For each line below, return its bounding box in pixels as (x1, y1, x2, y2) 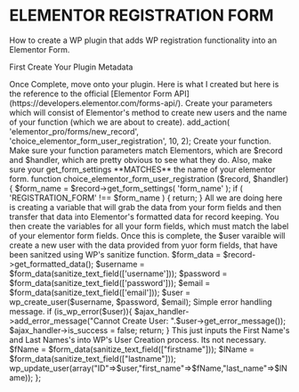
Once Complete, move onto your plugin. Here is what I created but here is (9, 78, 279, 89)
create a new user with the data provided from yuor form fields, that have (9, 240, 279, 250)
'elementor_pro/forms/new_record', (9, 126, 140, 136)
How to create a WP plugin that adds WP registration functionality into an (9, 35, 278, 45)
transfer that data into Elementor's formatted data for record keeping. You (9, 211, 279, 222)
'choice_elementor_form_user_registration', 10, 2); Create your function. (9, 135, 271, 146)
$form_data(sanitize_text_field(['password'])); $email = (9, 277, 211, 288)
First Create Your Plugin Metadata (9, 61, 133, 72)
